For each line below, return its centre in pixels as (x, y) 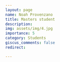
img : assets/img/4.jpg (29, 29)
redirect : (16, 47)
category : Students (26, 38)
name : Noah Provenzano (29, 15)
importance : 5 (20, 33)
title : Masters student (30, 19)
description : (19, 24)
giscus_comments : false (30, 43)
